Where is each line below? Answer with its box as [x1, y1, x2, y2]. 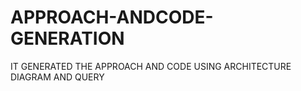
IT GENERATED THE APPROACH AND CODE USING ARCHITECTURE [10, 60, 292, 72]
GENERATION [10, 27, 125, 50]
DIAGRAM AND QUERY [10, 71, 105, 83]
